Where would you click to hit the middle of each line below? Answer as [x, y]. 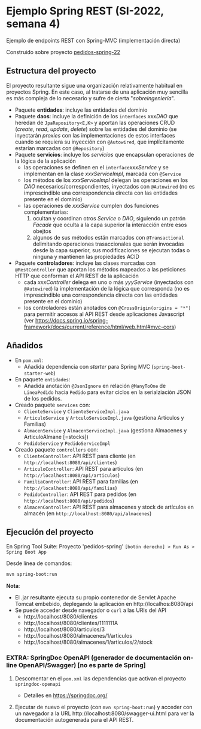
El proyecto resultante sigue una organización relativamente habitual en [94, 85]
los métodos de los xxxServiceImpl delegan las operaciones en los [106, 180]
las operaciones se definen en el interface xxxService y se [96, 167]
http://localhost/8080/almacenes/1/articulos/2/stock [88, 642]
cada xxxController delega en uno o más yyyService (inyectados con [109, 282]
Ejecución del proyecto [50, 532]
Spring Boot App [26, 552]
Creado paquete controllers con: [57, 449]
